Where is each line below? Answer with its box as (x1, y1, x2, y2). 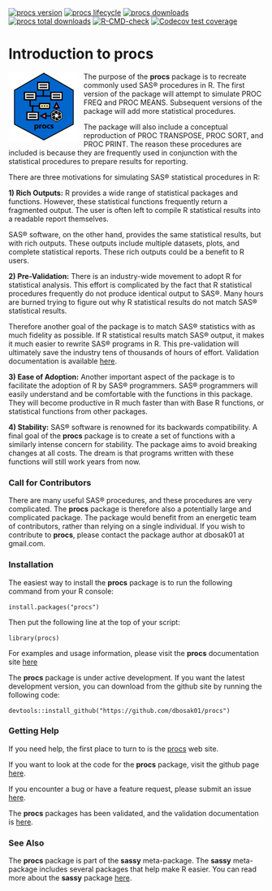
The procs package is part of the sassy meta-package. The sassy (8, 856, 231, 866)
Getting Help (8, 725, 59, 737)
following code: (8, 689, 60, 699)
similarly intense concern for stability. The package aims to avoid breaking (8, 439, 257, 449)
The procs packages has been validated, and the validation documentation (8, 808, 260, 818)
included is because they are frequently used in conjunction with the (8, 147, 238, 158)
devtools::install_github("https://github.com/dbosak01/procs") (8, 706, 231, 715)
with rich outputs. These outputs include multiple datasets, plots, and (8, 238, 240, 248)
